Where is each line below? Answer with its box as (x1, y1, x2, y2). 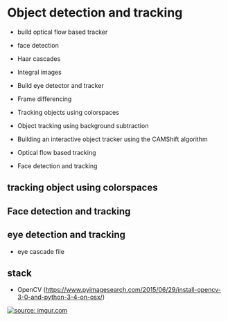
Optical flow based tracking (17, 148, 96, 156)
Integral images (17, 68, 62, 76)
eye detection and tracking (7, 229, 126, 241)
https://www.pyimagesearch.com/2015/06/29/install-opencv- (45, 286, 222, 294)
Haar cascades (17, 54, 61, 63)
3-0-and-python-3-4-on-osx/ (17, 293, 103, 302)
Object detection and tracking (7, 5, 183, 21)
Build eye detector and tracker (17, 81, 104, 89)
